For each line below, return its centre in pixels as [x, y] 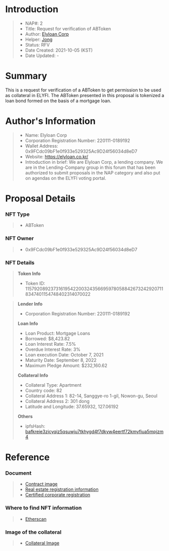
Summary [26, 76]
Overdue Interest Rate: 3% [53, 349]
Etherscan [36, 519]
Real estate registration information [62, 489]
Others [25, 416]
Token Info [29, 273]
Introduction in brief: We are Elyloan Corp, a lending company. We [94, 162]
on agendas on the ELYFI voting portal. [66, 178]
